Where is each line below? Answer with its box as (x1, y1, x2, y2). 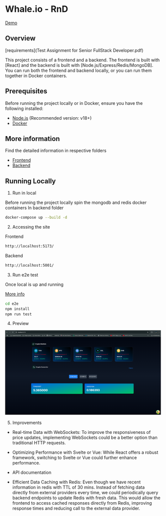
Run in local (12, 190, 37, 196)
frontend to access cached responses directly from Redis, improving (12, 500, 152, 506)
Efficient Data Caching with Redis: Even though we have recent (12, 479, 141, 485)
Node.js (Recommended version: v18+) (12, 115, 92, 121)
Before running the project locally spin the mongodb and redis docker (5, 199, 147, 206)
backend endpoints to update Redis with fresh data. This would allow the (12, 495, 161, 501)
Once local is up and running (5, 281, 64, 287)
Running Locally (5, 177, 56, 185)
